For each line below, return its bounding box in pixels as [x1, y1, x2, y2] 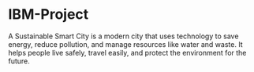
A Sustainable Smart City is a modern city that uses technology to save [8, 31, 239, 41]
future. [8, 56, 30, 66]
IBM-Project [8, 5, 89, 23]
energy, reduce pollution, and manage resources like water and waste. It [8, 39, 243, 49]
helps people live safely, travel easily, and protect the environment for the [8, 48, 247, 57]
